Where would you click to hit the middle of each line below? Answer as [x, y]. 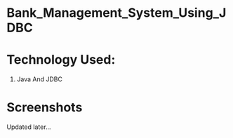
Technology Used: [61, 60]
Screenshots [45, 108]
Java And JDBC [39, 79]
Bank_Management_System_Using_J [116, 13]
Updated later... [29, 127]
